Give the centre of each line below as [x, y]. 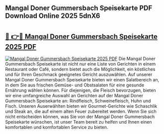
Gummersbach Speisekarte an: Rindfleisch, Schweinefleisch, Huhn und [78, 101]
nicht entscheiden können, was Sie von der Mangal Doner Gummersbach [80, 117]
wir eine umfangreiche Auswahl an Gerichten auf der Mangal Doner [74, 96]
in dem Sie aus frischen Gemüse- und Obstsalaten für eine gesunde [75, 85]
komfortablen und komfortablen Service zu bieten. [57, 127]
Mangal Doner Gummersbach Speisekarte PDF [79, 8]
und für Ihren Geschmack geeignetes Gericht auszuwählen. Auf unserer [79, 74]
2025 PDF [21, 47]
